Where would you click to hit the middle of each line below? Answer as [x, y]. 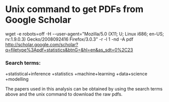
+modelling [17, 79]
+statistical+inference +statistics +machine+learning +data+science [76, 74]
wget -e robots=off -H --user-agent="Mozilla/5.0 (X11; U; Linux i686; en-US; [84, 34]
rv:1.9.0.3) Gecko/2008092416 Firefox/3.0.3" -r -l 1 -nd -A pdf [69, 39]
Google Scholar [38, 20]
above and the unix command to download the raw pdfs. [64, 94]
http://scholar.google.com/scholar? [42, 44]
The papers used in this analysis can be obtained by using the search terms [84, 89]
